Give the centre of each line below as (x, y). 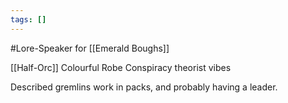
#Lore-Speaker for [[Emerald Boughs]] (90, 48)
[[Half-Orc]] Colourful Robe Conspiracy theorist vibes (121, 67)
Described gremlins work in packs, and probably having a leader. (144, 87)
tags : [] (28, 19)
